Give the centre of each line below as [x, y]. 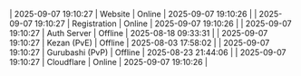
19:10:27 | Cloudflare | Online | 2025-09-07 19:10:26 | [109, 62]
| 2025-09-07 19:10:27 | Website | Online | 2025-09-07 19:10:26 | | [133, 14]
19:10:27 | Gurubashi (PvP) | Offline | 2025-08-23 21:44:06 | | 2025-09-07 [148, 52]
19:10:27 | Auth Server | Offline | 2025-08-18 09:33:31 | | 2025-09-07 [139, 33]
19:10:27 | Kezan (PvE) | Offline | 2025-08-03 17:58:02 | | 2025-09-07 [140, 43]
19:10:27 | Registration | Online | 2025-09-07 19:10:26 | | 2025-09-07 [163, 24]
